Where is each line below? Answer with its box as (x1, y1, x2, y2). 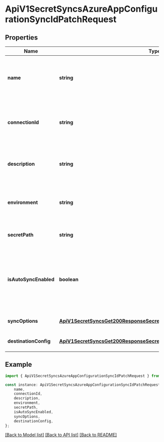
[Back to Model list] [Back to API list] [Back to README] (5, 432, 117, 438)
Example (5, 360, 32, 369)
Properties (5, 33, 38, 42)
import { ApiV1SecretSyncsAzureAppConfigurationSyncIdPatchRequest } (5, 373, 150, 378)
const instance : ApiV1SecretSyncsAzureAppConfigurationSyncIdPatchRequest (5, 382, 161, 387)
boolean (59, 276, 79, 283)
